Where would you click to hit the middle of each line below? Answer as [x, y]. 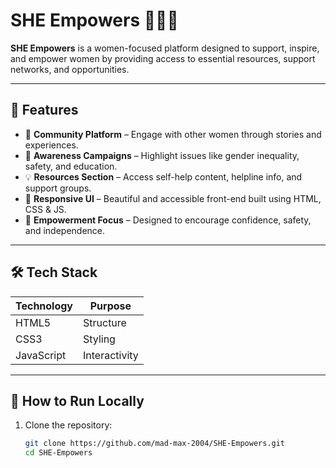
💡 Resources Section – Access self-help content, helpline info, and [163, 176]
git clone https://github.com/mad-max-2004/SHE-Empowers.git [155, 444]
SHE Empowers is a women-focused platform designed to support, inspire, [165, 48]
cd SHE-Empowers [58, 453]
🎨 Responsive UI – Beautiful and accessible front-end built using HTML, [173, 198]
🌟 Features [44, 110]
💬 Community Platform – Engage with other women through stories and [173, 134]
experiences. [51, 145]
